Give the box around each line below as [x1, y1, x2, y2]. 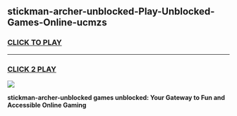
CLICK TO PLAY [7, 38, 62, 48]
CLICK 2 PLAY [7, 64, 56, 74]
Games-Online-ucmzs [7, 17, 107, 29]
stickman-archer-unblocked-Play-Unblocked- [7, 6, 215, 18]
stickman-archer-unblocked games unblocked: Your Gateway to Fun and [7, 93, 226, 101]
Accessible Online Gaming [7, 101, 87, 109]
